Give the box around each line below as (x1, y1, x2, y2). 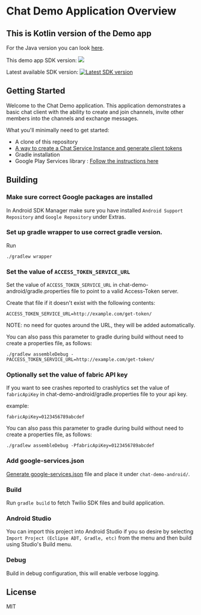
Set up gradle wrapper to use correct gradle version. (6, 228, 162, 237)
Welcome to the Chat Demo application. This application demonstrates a (6, 101, 186, 109)
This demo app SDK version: (6, 57, 77, 64)
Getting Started (6, 86, 66, 96)
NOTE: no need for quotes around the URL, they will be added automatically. (6, 322, 196, 329)
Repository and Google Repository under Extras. (6, 213, 126, 220)
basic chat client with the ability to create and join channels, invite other (6, 108, 184, 115)
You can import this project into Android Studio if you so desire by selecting (6, 528, 194, 535)
